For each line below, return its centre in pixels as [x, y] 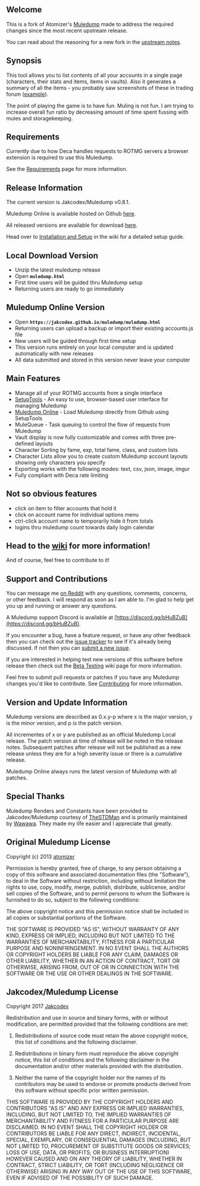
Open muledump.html [40, 276]
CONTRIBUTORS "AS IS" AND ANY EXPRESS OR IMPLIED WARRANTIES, [95, 1108]
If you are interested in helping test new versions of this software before [95, 660]
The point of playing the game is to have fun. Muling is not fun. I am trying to [100, 105]
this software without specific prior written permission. [82, 1090]
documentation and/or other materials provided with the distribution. [99, 1066]
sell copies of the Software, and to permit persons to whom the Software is [98, 893]
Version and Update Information [67, 702]
